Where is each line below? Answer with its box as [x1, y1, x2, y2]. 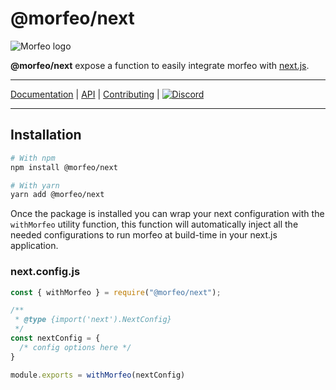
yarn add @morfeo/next [10, 190, 105, 200]
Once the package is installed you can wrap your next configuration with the [10, 208, 325, 220]
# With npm [10, 153, 56, 163]
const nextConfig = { [10, 333, 101, 344]
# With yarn [10, 180, 60, 191]
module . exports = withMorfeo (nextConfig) [10, 370, 186, 380]
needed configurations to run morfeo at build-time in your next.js [10, 229, 278, 241]
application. [10, 240, 59, 252]
